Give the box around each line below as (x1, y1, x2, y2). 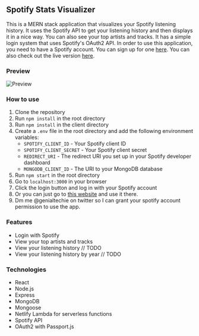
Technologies (6, 265, 46, 274)
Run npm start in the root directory (14, 172, 100, 179)
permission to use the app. (14, 203, 80, 210)
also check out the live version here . (6, 52, 95, 59)
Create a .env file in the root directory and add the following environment (14, 128, 194, 135)
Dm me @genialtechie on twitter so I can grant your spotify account (14, 197, 181, 204)
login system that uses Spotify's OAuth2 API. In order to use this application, (6, 39, 193, 46)
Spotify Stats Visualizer (6, 5, 96, 15)
